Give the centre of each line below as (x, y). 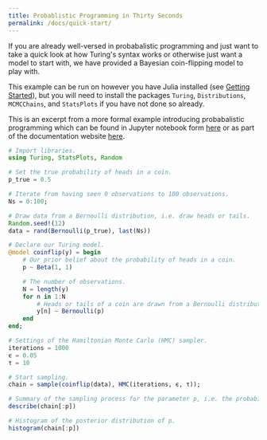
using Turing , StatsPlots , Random (66, 158)
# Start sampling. (39, 377)
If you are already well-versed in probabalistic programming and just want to (133, 45)
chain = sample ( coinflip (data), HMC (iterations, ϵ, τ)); (104, 385)
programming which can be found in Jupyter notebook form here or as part (132, 128)
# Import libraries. (43, 151)
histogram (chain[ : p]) (44, 428)
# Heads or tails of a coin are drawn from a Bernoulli (131, 304)
